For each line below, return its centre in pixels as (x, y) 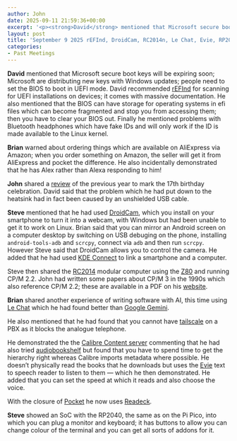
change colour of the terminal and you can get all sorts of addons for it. (111, 430)
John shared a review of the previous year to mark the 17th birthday (106, 183)
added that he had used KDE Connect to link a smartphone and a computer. (117, 257)
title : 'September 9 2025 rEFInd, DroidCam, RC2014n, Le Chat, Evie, (112, 40)
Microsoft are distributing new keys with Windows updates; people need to (116, 81)
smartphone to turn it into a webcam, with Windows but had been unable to (117, 219)
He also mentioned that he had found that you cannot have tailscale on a (113, 321)
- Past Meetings (31, 54)
